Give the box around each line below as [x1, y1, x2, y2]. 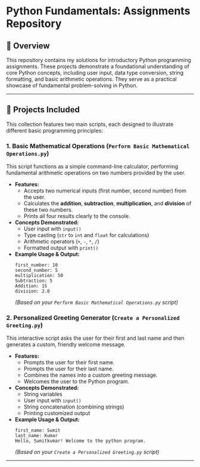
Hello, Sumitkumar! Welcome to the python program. [14, 438, 146, 444]
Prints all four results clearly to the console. [23, 213, 130, 220]
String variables [23, 391, 62, 398]
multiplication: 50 [14, 273, 64, 279]
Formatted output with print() [23, 244, 99, 251]
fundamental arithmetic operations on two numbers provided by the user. [6, 169, 186, 177]
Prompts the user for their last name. [23, 365, 114, 373]
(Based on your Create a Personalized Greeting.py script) [14, 448, 160, 456]
